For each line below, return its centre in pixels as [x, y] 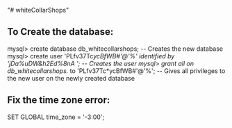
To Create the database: [60, 32]
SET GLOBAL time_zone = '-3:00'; [56, 117]
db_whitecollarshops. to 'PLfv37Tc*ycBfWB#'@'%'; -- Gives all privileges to [116, 71]
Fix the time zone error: [59, 100]
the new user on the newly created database [71, 78]
